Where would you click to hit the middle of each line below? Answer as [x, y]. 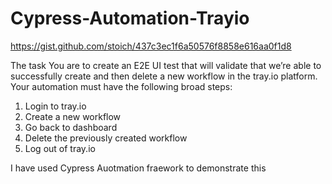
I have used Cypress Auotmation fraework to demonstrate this [138, 168]
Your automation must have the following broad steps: [121, 86]
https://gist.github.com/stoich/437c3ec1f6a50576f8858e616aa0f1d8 [151, 46]
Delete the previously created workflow [106, 138]
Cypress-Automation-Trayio [130, 18]
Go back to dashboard [71, 127]
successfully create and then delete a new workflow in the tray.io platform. [164, 76]
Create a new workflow [73, 116]
